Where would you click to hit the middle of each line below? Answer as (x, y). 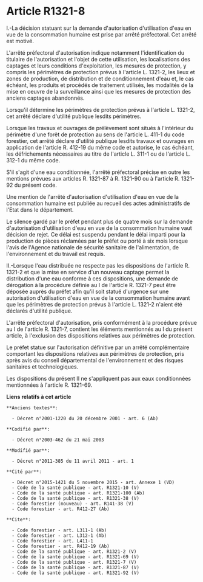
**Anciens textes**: (32, 408)
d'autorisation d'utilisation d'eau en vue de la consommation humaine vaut (99, 228)
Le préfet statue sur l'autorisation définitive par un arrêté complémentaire (98, 347)
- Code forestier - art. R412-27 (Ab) (61, 509)
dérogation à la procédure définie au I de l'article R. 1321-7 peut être (91, 285)
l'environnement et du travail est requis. (56, 254)
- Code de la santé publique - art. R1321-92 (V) (75, 573)
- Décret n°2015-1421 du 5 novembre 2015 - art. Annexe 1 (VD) (93, 482)
